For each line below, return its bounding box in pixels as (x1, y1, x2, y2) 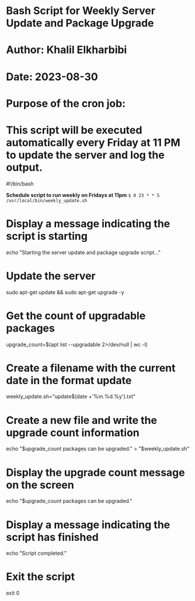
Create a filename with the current (6, 361, 176, 375)
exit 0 (6, 589, 20, 597)
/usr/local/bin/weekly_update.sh (6, 198, 88, 203)
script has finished (6, 530, 99, 544)
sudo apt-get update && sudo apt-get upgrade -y (6, 288, 124, 296)
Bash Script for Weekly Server (6, 4, 156, 18)
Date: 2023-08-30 (6, 70, 98, 83)
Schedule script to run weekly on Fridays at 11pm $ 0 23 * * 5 (6, 191, 160, 198)
